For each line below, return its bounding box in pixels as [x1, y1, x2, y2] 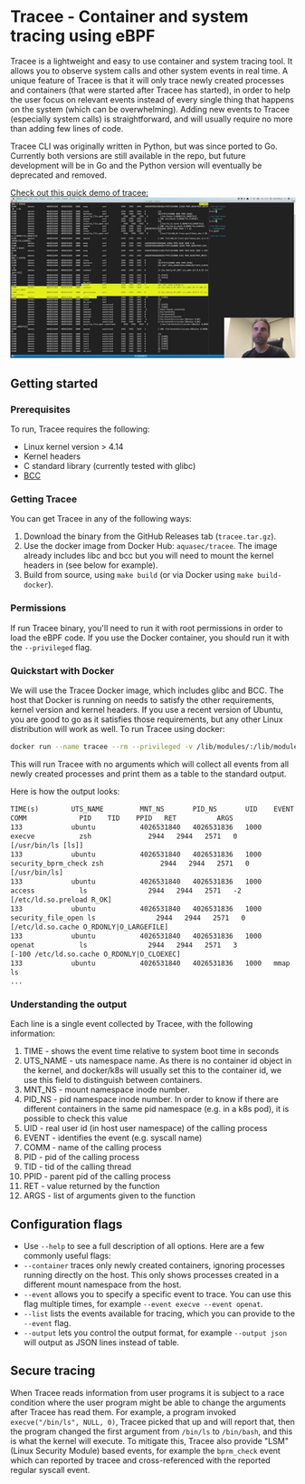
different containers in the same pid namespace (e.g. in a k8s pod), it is [23, 1104, 290, 1115]
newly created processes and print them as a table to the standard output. [10, 768, 287, 779]
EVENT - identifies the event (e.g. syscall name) [23, 1132, 203, 1144]
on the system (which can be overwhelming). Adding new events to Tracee [10, 103, 291, 114]
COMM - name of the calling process [23, 1142, 162, 1153]
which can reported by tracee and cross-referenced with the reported [10, 1454, 271, 1466]
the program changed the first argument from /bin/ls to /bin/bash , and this [10, 1426, 293, 1437]
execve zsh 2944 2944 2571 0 [10, 832, 238, 841]
